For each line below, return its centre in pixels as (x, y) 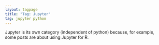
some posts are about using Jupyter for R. (47, 37)
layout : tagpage (21, 9)
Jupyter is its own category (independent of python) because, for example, (80, 32)
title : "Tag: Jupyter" (28, 14)
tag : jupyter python (26, 18)
